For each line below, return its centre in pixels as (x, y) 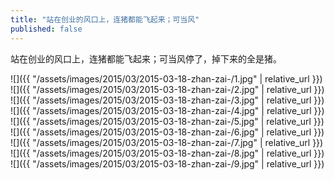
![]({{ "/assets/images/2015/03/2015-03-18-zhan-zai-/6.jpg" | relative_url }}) (167, 132)
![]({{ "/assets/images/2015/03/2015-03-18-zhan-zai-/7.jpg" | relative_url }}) (167, 142)
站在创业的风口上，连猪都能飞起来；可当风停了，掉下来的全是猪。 (146, 58)
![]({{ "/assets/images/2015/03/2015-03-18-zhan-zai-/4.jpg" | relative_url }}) (167, 110)
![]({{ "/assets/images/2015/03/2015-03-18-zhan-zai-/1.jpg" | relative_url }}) (166, 78)
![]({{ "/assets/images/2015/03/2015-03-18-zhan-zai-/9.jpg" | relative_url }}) (167, 163)
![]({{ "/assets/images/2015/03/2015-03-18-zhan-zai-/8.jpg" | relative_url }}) (167, 153)
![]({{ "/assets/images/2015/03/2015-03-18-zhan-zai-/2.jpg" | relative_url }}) (167, 89)
